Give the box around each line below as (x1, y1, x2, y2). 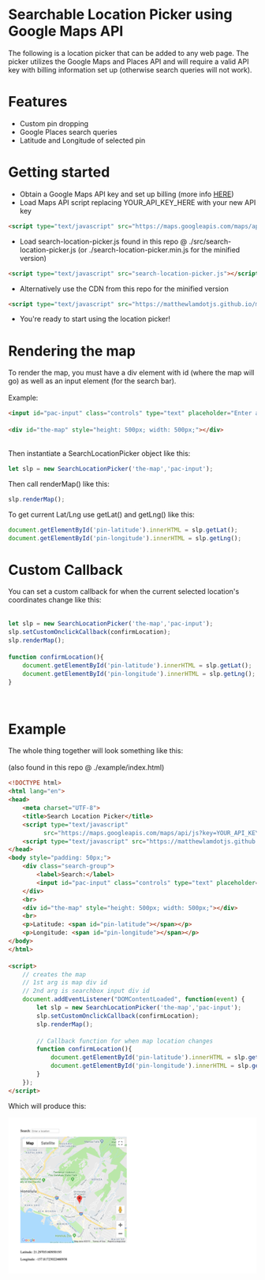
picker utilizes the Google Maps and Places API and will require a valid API (8, 57, 249, 66)
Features (8, 93, 68, 111)
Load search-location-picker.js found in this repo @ (19, 237, 188, 246)
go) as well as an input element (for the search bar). (8, 376, 177, 386)
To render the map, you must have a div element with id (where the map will (8, 368, 255, 378)
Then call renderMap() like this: (8, 479, 110, 488)
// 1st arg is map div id (22, 979, 108, 987)
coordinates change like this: (8, 595, 102, 605)
